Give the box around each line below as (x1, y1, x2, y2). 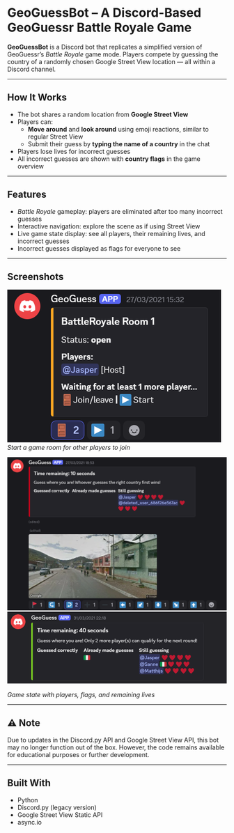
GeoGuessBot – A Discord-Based (7, 5, 202, 21)
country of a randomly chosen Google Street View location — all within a (7, 57, 216, 65)
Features (7, 189, 47, 201)
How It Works (7, 92, 68, 104)
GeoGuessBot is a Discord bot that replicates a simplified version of (7, 42, 203, 51)
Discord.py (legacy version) (17, 803, 97, 811)
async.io (17, 818, 42, 826)
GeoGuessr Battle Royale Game (7, 20, 192, 36)
